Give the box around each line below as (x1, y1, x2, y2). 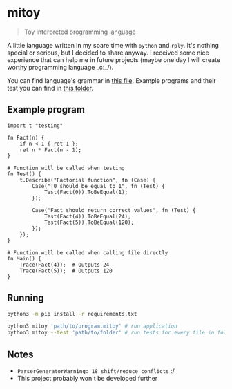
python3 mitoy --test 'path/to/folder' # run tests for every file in (7, 330, 215, 336)
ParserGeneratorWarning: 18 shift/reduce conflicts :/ (17, 367, 175, 374)
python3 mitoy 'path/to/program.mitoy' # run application (7, 323, 177, 330)
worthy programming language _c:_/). (7, 63, 114, 71)
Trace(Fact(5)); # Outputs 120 (19, 267, 113, 274)
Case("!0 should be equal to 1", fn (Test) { (32, 182, 166, 189)
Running (7, 292, 45, 304)
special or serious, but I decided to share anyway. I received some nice (7, 48, 209, 57)
